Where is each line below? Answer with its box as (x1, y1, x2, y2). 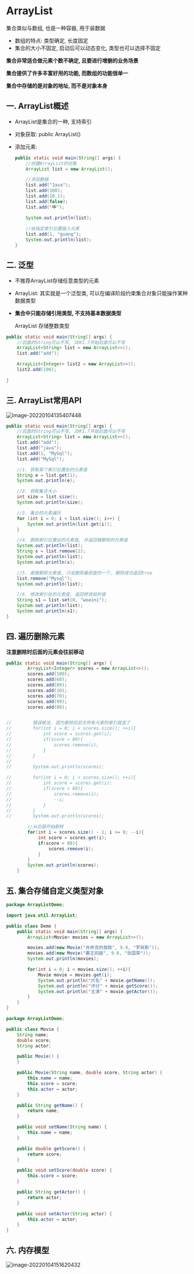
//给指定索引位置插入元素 (25, 226, 80, 232)
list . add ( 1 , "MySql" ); (17, 450, 73, 456)
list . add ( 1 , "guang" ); (25, 231, 82, 237)
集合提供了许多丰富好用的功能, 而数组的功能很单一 (6, 69, 128, 76)
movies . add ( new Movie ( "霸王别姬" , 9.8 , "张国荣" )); (27, 950, 151, 956)
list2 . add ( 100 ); (17, 367, 57, 373)
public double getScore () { (17, 1146, 86, 1152)
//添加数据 (25, 176, 49, 183)
